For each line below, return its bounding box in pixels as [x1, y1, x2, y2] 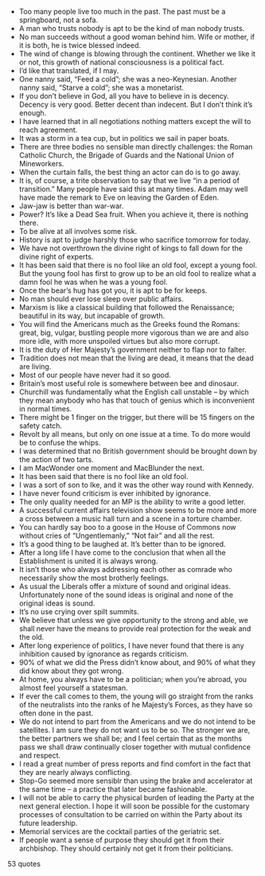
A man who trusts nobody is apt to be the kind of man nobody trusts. [18, 24, 245, 33]
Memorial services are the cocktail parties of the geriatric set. [18, 827, 222, 836]
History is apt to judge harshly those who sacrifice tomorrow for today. [18, 235, 251, 244]
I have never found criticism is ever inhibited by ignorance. [18, 489, 212, 498]
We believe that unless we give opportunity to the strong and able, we [18, 616, 248, 625]
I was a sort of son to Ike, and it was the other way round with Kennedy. [18, 481, 254, 489]
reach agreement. [18, 125, 78, 134]
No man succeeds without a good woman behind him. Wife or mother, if [18, 32, 255, 41]
